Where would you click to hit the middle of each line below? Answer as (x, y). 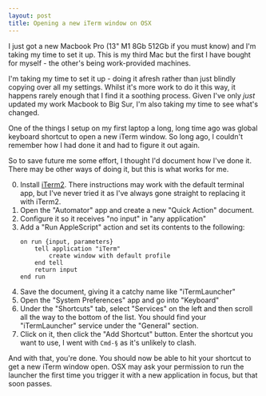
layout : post (30, 16)
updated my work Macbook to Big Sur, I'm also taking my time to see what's (133, 104)
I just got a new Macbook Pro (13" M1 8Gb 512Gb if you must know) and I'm (132, 46)
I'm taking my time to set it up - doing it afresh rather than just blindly (122, 78)
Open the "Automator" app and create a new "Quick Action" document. (137, 210)
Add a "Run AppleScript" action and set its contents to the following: (132, 227)
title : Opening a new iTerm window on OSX (80, 23)
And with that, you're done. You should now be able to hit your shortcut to (130, 358)
